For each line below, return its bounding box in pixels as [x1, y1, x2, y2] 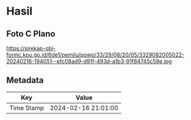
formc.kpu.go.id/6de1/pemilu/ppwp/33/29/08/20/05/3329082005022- [6, 51, 185, 58]
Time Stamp [9, 104, 45, 112]
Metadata [6, 75, 44, 86]
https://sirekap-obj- [6, 44, 56, 52]
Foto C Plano [6, 29, 56, 39]
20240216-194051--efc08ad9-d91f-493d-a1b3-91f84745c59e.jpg [6, 58, 172, 65]
